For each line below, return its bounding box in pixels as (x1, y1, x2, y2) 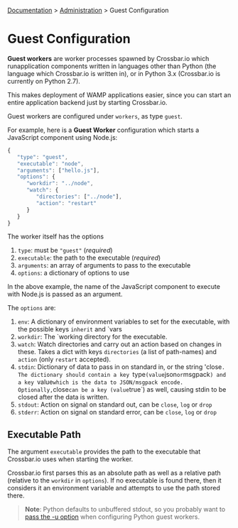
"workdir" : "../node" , (26, 180, 94, 187)
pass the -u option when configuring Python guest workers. (24, 512, 200, 521)
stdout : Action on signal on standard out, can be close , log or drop (17, 400, 212, 409)
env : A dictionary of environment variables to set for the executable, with (17, 317, 230, 326)
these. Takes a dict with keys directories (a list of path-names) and (17, 348, 217, 356)
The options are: (7, 304, 56, 312)
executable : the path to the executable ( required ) (17, 253, 161, 262)
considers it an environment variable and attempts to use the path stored (7, 484, 220, 493)
